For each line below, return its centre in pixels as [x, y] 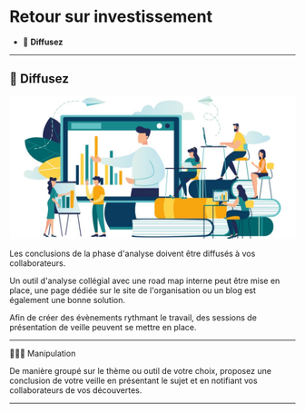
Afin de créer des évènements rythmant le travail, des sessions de [133, 317]
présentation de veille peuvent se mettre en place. [103, 327]
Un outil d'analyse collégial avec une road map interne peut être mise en [145, 280]
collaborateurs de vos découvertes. [76, 390]
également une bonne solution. [67, 300]
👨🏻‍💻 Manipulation [43, 353]
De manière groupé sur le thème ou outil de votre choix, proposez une [141, 370]
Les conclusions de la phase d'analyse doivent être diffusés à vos [133, 253]
